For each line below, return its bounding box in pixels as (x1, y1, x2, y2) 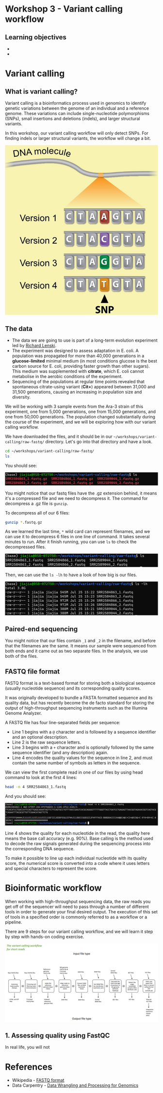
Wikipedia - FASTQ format (12, 1077, 65, 1083)
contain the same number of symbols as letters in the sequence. (12, 760, 141, 766)
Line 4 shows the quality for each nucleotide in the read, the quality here (5, 830, 150, 836)
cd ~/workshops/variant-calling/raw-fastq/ (5, 448, 95, 453)
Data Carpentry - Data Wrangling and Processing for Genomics (12, 1082, 139, 1088)
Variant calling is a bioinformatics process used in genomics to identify (5, 100, 147, 106)
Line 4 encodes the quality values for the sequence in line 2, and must (12, 755, 153, 761)
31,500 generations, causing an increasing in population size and (12, 389, 142, 395)
